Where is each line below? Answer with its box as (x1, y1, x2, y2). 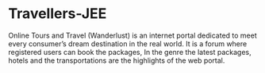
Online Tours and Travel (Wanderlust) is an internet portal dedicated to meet (8, 31, 258, 40)
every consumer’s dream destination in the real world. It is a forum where (8, 38, 248, 48)
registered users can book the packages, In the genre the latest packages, (8, 47, 252, 57)
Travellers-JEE (8, 5, 107, 23)
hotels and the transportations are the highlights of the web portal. (8, 56, 225, 65)
